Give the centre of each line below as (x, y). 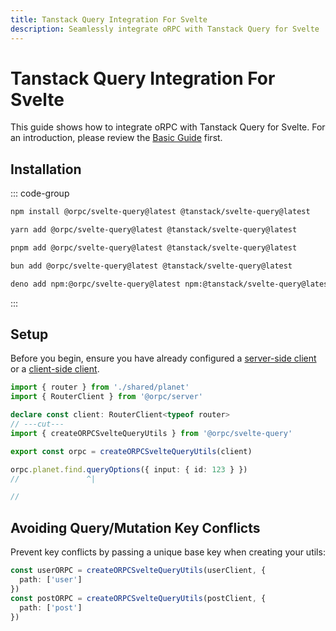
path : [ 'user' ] (51, 580)
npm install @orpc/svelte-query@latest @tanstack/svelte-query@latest (160, 212)
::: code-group (40, 193)
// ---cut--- (37, 424)
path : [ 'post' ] (51, 607)
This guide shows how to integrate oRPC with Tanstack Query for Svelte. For (168, 127)
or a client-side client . (55, 369)
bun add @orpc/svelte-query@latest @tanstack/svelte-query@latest (151, 266)
